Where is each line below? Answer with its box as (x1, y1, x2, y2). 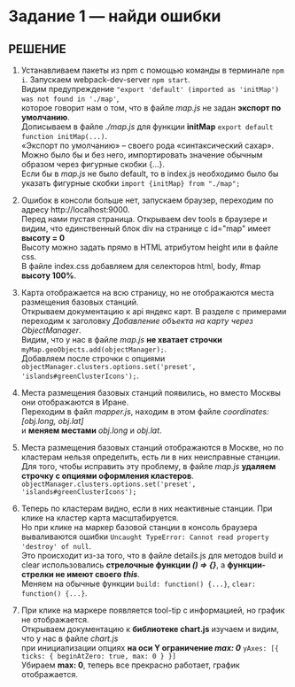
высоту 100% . (20, 270, 77, 281)
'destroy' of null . (20, 541, 92, 551)
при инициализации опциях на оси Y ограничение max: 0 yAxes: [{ (20, 643, 280, 652)
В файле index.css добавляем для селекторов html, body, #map (20, 261, 261, 271)
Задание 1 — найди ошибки (8, 6, 221, 27)
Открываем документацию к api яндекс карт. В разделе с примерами (20, 306, 287, 316)
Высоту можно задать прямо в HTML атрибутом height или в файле (20, 242, 279, 252)
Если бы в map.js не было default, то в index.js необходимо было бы (20, 168, 279, 179)
